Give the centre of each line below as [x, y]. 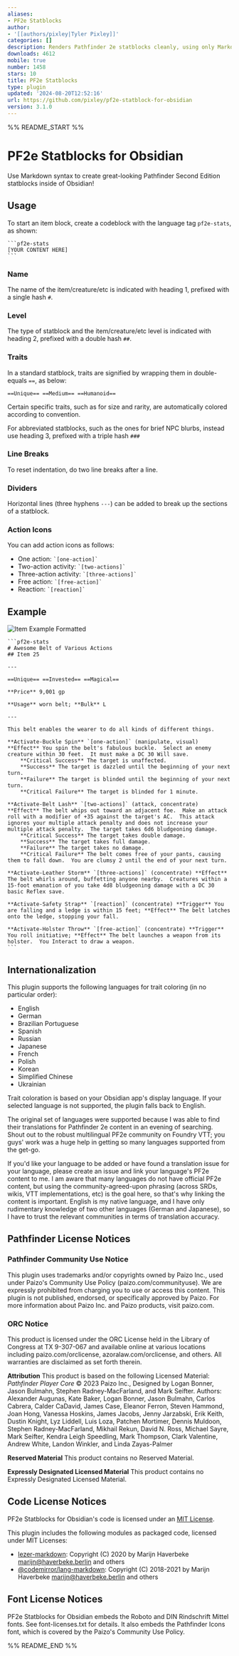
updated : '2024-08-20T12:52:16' [55, 93]
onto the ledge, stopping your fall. [63, 917]
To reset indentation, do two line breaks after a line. [83, 469]
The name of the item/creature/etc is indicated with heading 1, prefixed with [118, 289]
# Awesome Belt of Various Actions [60, 649]
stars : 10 [22, 73]
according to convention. [44, 414]
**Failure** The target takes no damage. [82, 848]
